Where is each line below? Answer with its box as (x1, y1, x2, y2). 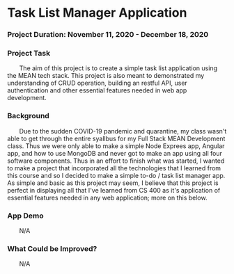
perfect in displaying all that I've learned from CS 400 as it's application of (7, 186, 221, 194)
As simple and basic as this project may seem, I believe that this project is (7, 179, 219, 187)
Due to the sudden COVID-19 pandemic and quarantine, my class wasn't (19, 127, 227, 135)
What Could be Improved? (7, 243, 97, 253)
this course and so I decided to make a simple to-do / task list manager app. (7, 171, 226, 179)
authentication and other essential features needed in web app (7, 86, 187, 95)
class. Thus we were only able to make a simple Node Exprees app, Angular (7, 141, 225, 150)
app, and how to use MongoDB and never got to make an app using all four (7, 149, 223, 157)
